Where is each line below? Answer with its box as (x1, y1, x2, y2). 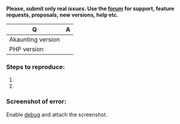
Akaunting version (9, 36, 60, 43)
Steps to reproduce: (6, 62, 66, 71)
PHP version (9, 45, 44, 53)
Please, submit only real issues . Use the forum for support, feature (6, 5, 175, 12)
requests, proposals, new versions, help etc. (6, 11, 119, 18)
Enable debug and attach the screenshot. (6, 111, 108, 118)
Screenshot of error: (6, 97, 67, 106)
